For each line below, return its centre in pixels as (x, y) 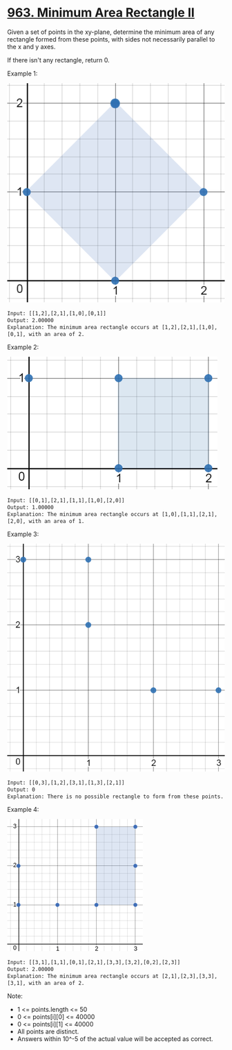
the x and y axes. (31, 46)
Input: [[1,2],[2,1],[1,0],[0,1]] (57, 313)
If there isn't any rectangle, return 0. (58, 60)
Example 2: (23, 347)
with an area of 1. (57, 521)
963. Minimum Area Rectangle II (101, 13)
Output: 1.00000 (30, 507)
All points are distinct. (48, 1031)
